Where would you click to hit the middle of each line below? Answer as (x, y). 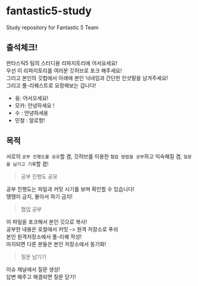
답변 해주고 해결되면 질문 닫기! (41, 276)
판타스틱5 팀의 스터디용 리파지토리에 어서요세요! (62, 63)
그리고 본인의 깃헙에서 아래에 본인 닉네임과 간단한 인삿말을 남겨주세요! (87, 78)
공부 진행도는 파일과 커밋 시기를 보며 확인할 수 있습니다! (70, 189)
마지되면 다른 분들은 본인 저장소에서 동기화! (56, 244)
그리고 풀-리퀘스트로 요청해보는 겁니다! (51, 85)
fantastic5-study (49, 11)
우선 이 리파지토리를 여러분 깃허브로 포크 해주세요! (64, 70)
